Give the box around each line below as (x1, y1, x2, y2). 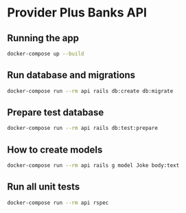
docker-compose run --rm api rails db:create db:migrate (7, 87, 174, 94)
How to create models (7, 144, 103, 155)
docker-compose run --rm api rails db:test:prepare (7, 125, 158, 132)
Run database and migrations (7, 69, 136, 81)
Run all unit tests (7, 181, 80, 193)
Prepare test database (7, 106, 104, 118)
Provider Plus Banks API (7, 5, 148, 21)
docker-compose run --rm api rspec (7, 199, 109, 206)
